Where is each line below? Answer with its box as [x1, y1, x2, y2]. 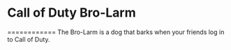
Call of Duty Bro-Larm [7, 5, 136, 21]
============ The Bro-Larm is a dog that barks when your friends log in [7, 28, 225, 36]
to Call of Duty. [7, 35, 50, 43]
